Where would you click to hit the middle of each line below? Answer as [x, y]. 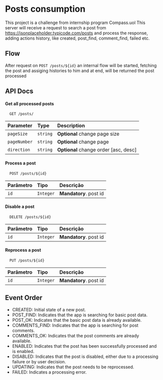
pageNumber [20, 142]
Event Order [24, 298]
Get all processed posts [30, 103]
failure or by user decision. [39, 361]
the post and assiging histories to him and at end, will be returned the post [80, 71]
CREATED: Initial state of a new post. [49, 309]
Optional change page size [88, 134]
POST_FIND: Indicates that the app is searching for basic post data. [80, 315]
